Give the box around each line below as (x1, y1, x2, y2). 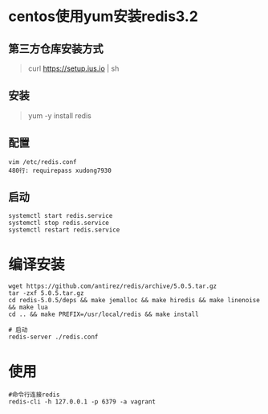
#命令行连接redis (8, 391, 60, 399)
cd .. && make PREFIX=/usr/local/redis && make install (8, 310, 199, 318)
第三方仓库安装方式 (8, 42, 104, 55)
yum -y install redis (27, 110, 92, 121)
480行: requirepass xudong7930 (8, 166, 112, 174)
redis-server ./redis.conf (8, 333, 99, 342)
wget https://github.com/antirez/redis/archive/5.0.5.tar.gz (8, 282, 217, 290)
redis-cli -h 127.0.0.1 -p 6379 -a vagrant (8, 398, 156, 406)
